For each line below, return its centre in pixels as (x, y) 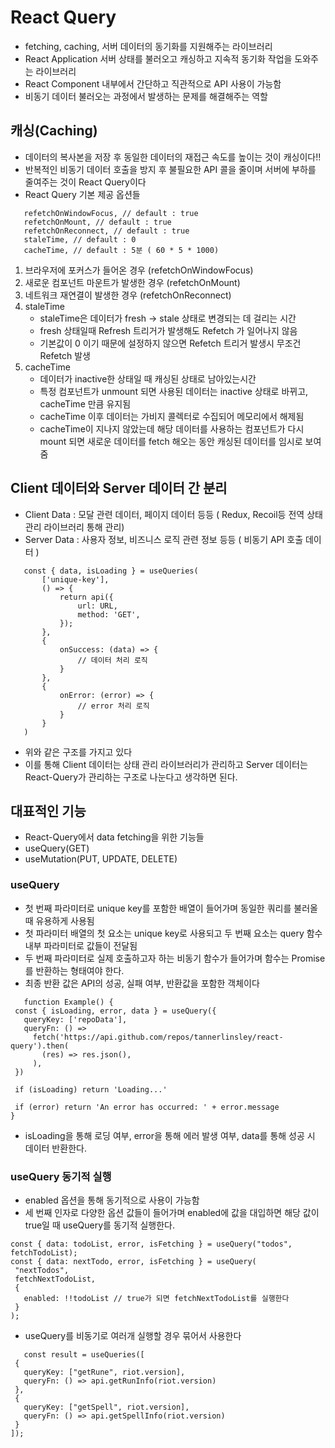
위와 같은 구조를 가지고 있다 (78, 752)
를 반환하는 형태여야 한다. (74, 970)
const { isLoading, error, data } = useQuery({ (115, 1011)
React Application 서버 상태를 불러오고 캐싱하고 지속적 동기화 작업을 (158, 58)
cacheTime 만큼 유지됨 (85, 403)
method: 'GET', (109, 614)
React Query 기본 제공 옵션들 (82, 194)
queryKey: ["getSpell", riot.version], (106, 1407)
